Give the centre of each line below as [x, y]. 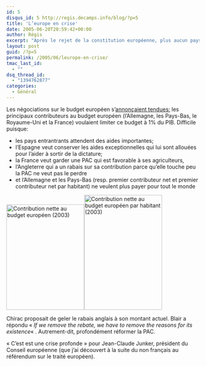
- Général [24, 92]
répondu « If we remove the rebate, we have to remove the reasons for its [100, 325]
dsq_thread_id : [26, 75]
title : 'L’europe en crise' [42, 23]
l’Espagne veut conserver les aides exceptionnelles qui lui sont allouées [106, 147]
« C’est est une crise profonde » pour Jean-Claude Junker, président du [97, 343]
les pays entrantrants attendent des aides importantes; [84, 140]
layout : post [23, 47]
